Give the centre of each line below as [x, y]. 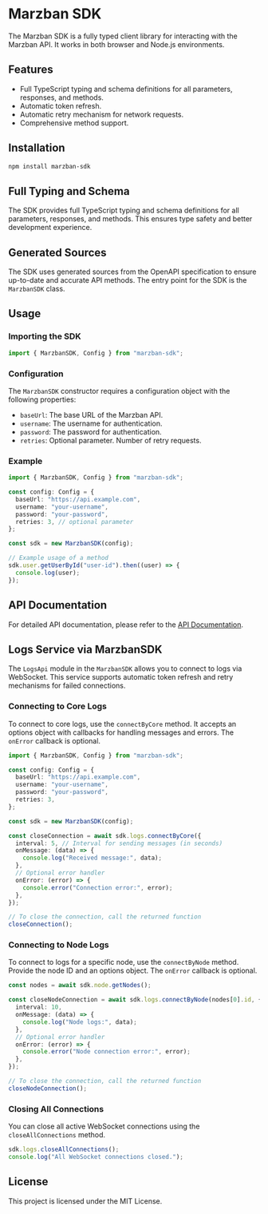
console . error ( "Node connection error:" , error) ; [107, 1052]
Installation [37, 148]
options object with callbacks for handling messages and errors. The [121, 732]
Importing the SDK [45, 336]
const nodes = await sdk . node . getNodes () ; [80, 986]
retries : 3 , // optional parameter [75, 522]
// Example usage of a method [59, 558]
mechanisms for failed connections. [67, 686]
